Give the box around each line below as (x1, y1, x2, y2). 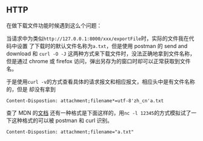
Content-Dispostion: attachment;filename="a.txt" (6, 129, 135, 135)
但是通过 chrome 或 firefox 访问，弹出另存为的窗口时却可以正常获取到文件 (6, 57, 191, 64)
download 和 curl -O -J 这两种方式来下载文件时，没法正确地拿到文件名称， (6, 50, 196, 57)
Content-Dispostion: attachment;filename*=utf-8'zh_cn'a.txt (6, 97, 164, 104)
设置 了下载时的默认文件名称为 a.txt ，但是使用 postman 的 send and (16, 42, 188, 49)
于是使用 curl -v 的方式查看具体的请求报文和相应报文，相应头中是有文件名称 (6, 78, 196, 85)
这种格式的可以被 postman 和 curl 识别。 (11, 117, 113, 124)
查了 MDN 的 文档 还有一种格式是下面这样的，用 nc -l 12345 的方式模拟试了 (6, 109, 191, 116)
